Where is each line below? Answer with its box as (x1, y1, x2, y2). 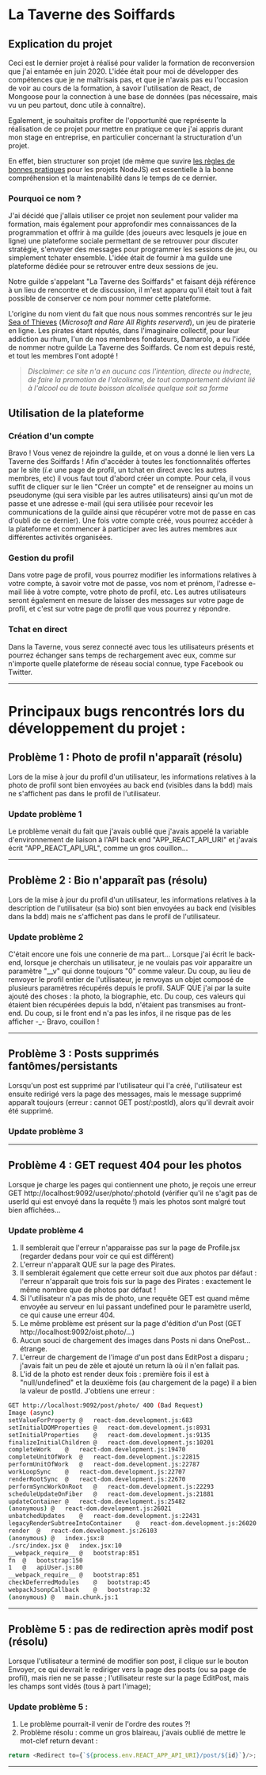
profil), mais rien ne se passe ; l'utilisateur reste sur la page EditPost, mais (8, 1673, 249, 1682)
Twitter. (8, 667, 33, 677)
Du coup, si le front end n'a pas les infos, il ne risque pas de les (24, 1008, 232, 1018)
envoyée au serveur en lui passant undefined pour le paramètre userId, (19, 1302, 252, 1312)
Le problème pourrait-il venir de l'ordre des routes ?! (19, 1719, 191, 1728)
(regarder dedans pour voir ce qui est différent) (19, 1252, 174, 1261)
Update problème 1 (8, 808, 82, 819)
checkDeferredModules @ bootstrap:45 (8, 1578, 150, 1587)
